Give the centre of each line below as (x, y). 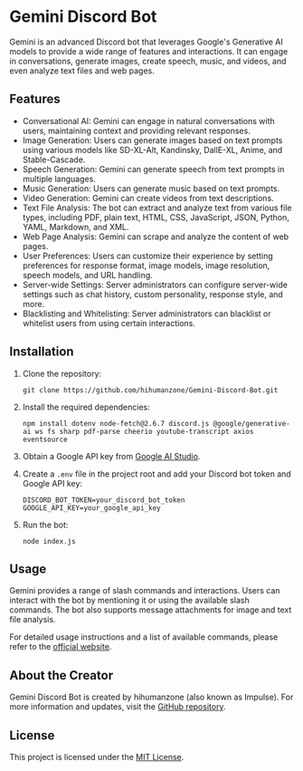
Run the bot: (45, 525)
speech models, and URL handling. (88, 275)
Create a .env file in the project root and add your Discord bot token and (156, 474)
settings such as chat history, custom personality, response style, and (152, 294)
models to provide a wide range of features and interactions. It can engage (149, 51)
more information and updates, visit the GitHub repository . (118, 707)
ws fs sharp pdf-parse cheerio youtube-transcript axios (144, 431)
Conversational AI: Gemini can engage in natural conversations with (149, 120)
